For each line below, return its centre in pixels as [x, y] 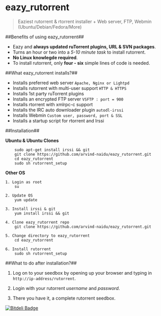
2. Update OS [19, 196]
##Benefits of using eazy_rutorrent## [45, 37]
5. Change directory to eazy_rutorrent [48, 236]
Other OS [15, 173]
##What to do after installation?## [41, 263]
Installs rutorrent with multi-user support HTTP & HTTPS [70, 88]
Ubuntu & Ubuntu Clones [32, 140]
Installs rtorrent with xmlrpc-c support [53, 104]
